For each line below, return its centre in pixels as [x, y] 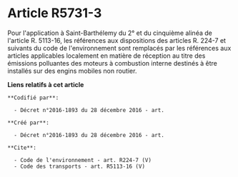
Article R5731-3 [55, 13]
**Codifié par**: [33, 98]
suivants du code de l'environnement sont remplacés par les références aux [119, 48]
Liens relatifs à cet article [46, 84]
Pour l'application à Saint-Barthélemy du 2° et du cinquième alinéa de [110, 33]
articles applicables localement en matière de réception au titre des [106, 56]
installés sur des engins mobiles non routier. [72, 71]
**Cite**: [22, 148]
